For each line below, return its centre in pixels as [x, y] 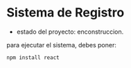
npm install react [33, 57]
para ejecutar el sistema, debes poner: [62, 45]
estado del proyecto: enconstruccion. [70, 32]
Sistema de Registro [65, 13]
